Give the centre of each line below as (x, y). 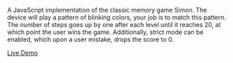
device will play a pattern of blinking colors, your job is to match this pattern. (117, 17)
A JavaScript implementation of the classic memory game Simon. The (107, 10)
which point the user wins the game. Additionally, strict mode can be (105, 32)
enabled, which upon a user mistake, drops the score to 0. (90, 39)
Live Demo (23, 53)
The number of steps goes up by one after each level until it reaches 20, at (114, 25)
